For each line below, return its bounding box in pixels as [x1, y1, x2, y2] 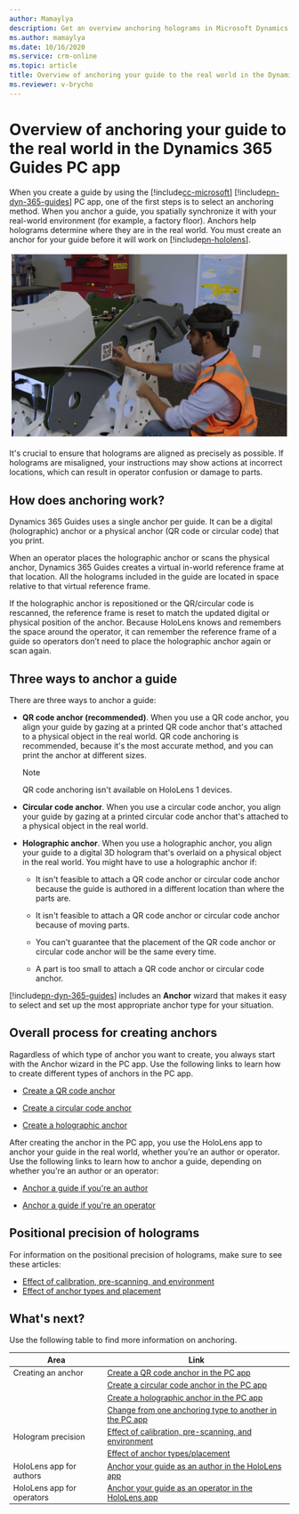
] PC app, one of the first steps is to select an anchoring [69, 196, 274, 206]
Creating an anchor [12, 1367, 84, 1379]
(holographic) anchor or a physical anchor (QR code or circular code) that [9, 526, 279, 537]
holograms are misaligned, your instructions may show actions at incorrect [9, 457, 283, 468]
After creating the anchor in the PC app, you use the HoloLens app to [9, 1137, 263, 1147]
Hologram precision [12, 1431, 85, 1442]
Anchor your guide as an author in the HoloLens [106, 1461, 282, 1471]
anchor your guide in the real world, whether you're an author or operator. [9, 1146, 280, 1157]
